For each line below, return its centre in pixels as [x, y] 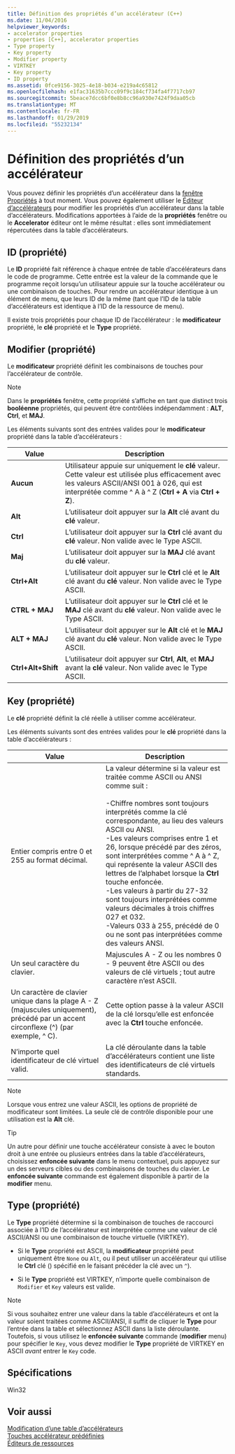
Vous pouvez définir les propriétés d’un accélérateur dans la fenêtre [105, 193]
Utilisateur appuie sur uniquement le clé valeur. [143, 466]
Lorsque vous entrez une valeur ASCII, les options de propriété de [102, 1104]
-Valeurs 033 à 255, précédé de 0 [163, 926]
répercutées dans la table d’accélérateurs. [68, 230]
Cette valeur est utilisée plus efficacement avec [143, 474]
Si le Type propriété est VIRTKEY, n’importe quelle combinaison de [114, 1279]
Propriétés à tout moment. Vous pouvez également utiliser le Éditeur [105, 201]
